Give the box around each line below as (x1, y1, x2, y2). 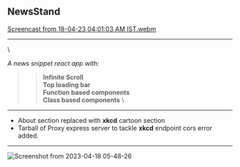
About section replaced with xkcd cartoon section (17, 116, 166, 124)
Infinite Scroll (42, 73, 84, 81)
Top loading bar (42, 80, 91, 88)
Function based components (42, 88, 130, 96)
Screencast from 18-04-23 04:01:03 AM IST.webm (7, 24, 156, 33)
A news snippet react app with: (7, 59, 99, 67)
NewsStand (7, 6, 61, 18)
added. (17, 131, 39, 140)
